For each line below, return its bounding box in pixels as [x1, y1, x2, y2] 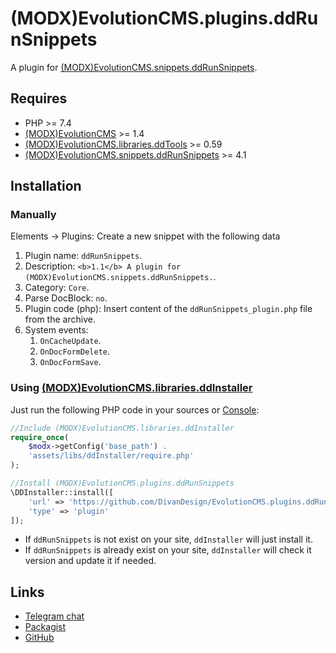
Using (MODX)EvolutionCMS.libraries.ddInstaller [10, 381, 253, 395]
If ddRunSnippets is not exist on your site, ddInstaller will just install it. [24, 533, 313, 546]
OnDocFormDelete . [39, 345, 111, 357]
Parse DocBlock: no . [24, 292, 108, 304]
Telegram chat [24, 610, 85, 622]
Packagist [24, 621, 67, 633]
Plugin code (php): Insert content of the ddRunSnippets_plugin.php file [24, 303, 313, 315]
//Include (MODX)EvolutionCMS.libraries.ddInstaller [10, 423, 235, 433]
